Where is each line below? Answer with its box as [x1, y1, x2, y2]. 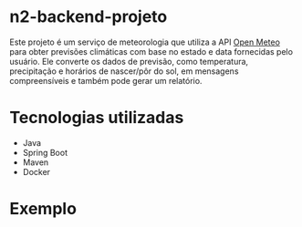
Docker [22, 166, 51, 177]
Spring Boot [22, 147, 68, 158]
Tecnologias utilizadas [9, 108, 184, 129]
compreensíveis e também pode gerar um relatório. [9, 75, 203, 86]
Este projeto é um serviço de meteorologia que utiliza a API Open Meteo [9, 36, 281, 47]
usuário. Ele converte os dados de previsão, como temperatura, [9, 56, 249, 67]
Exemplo [9, 199, 78, 220]
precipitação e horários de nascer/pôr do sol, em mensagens [9, 66, 239, 77]
